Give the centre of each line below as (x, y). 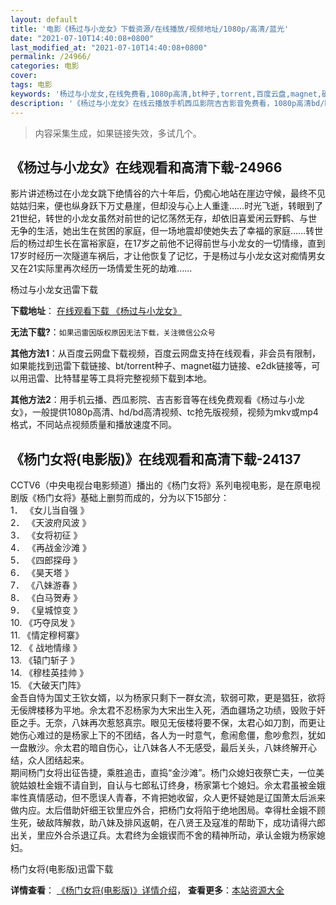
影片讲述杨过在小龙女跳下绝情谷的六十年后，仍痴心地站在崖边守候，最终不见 (168, 193)
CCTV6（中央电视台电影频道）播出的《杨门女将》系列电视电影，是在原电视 (165, 485)
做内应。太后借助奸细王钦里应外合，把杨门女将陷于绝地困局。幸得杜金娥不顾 (168, 810)
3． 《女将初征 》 (46, 535)
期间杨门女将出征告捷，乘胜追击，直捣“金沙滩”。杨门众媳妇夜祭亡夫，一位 (163, 773)
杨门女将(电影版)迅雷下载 (62, 869)
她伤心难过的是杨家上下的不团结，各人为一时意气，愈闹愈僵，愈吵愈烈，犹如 (168, 735)
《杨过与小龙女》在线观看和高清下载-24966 (146, 167)
